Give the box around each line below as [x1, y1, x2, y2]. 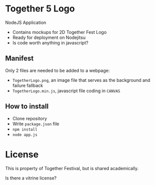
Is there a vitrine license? [5, 175, 56, 181]
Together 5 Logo [5, 3, 75, 14]
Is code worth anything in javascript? [12, 39, 88, 45]
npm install [12, 127, 37, 132]
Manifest [5, 54, 34, 63]
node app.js [12, 132, 37, 137]
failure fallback [12, 82, 43, 88]
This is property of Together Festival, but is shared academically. [5, 165, 139, 171]
